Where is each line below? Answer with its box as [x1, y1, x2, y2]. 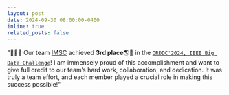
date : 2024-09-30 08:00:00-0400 [7, 17, 100, 23]
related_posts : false [7, 29, 69, 36]
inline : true [7, 23, 45, 30]
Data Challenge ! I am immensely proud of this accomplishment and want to [7, 59, 220, 67]
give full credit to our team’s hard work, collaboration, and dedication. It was [7, 66, 222, 74]
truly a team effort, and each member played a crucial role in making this [7, 73, 213, 81]
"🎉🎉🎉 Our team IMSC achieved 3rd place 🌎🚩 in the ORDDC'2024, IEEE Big [7, 49, 215, 57]
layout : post [7, 10, 45, 17]
